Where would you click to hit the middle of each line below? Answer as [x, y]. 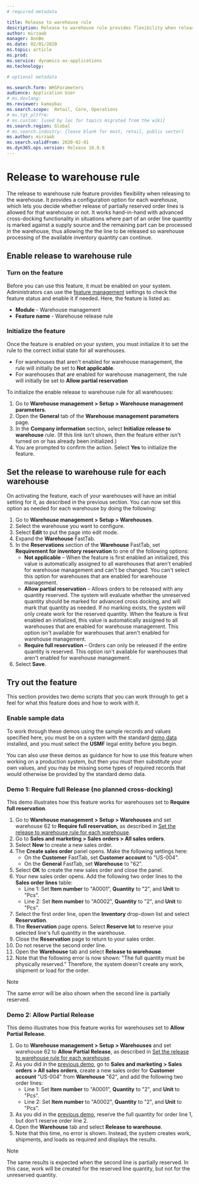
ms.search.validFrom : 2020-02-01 [48, 142]
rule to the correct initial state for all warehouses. [66, 350]
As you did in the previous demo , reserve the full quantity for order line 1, [104, 1114]
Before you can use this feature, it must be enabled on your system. [89, 286]
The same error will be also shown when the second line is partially [89, 993]
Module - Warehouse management [58, 309]
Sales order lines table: [44, 883]
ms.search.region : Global [38, 126]
